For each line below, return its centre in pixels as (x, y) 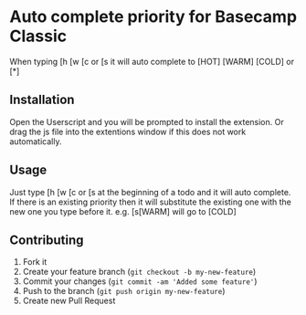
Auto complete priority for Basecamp (153, 17)
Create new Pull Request (69, 301)
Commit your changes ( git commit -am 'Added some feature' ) (140, 281)
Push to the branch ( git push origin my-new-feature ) (124, 291)
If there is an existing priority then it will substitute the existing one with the (151, 202)
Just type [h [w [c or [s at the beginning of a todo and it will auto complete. (150, 192)
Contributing (47, 240)
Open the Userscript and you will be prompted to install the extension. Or (147, 121)
